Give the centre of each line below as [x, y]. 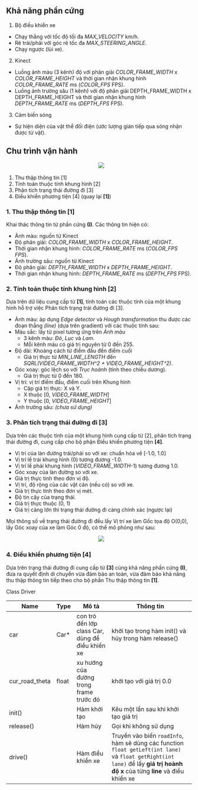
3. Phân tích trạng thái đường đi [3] [57, 423]
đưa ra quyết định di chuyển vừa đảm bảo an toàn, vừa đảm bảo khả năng [96, 574]
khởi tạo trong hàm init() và [149, 631]
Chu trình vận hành [42, 151]
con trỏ [86, 616]
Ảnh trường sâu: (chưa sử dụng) [53, 407]
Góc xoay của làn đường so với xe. [56, 472]
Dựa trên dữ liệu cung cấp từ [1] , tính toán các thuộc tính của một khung [93, 302]
